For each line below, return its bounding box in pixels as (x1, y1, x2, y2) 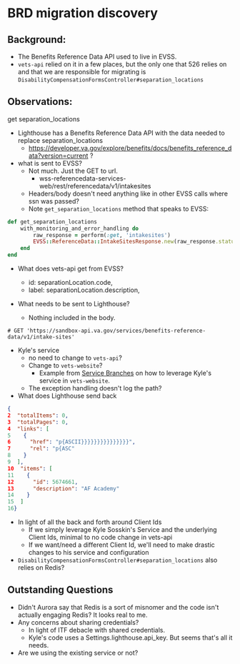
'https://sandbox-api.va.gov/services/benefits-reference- (26, 327, 206, 335)
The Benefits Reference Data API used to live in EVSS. (17, 52, 177, 61)
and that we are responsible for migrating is (17, 68, 146, 76)
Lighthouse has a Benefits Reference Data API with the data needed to (17, 129, 225, 137)
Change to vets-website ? (28, 361, 103, 370)
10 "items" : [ (7, 465, 53, 472)
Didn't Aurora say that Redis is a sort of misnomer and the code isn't (17, 603, 219, 611)
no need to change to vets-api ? (28, 353, 123, 362)
